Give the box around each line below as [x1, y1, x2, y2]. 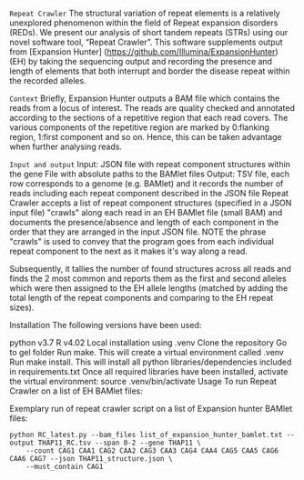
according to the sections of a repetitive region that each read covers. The [9, 113, 289, 123]
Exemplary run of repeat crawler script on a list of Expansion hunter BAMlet [9, 404, 293, 414]
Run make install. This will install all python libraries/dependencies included [9, 356, 292, 367]
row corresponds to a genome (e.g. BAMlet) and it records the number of [9, 178, 284, 189]
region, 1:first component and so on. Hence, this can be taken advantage [9, 132, 282, 142]
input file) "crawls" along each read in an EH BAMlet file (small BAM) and [9, 207, 283, 217]
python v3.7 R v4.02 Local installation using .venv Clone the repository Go [9, 337, 288, 348]
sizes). [9, 302, 35, 313]
